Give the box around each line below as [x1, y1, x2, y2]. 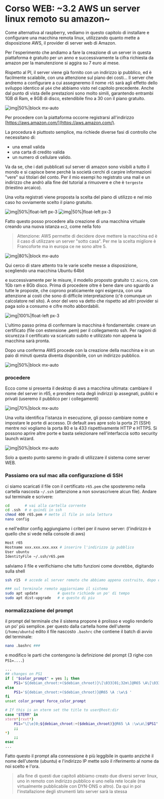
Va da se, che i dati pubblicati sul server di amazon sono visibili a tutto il [5, 164, 150, 170]
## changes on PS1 [5, 672, 42, 676]
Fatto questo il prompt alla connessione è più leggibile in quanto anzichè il [5, 753, 154, 759]
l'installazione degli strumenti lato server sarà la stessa [17, 789, 127, 795]
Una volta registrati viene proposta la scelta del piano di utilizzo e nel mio [5, 194, 152, 200]
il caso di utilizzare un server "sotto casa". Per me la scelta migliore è [17, 238, 156, 244]
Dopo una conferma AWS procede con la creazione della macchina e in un [5, 347, 155, 353]
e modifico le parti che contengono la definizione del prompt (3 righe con [5, 652, 153, 658]
